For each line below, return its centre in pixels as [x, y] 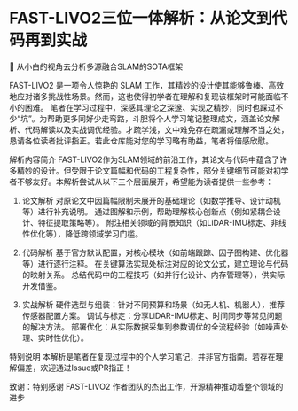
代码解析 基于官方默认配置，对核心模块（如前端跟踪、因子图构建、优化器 [155, 252]
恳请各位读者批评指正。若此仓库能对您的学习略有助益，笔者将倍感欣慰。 [141, 140]
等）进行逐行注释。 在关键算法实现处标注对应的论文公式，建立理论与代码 [155, 263]
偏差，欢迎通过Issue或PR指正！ [74, 368]
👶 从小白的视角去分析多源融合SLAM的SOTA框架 [96, 66]
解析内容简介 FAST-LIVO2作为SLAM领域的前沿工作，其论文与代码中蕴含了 [145, 159]
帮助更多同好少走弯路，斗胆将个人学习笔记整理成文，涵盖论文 [160, 118]
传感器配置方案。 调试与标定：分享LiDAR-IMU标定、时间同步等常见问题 [152, 315]
